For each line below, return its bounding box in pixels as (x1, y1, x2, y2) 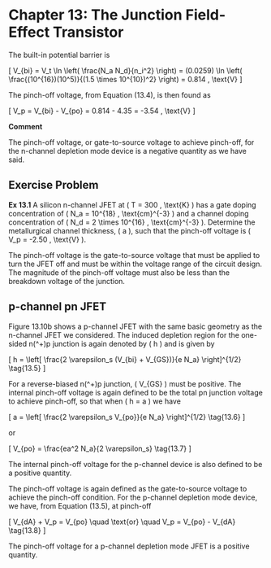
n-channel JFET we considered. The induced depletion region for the (8, 330, 239, 339)
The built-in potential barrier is (8, 50, 110, 59)
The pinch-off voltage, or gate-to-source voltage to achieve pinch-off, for (8, 137, 255, 147)
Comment (8, 121, 43, 131)
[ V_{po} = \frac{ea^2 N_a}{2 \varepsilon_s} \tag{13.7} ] (8, 443, 192, 453)
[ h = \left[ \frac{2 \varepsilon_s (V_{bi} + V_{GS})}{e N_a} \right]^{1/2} (8, 354, 242, 364)
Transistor (52, 23, 124, 42)
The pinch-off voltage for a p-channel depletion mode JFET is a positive (8, 541, 250, 551)
